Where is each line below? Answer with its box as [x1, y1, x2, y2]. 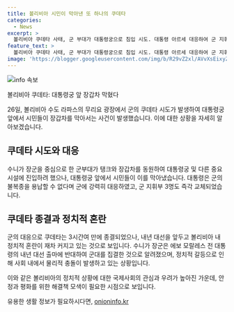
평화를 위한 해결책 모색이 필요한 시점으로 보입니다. [19, 283, 156, 291]
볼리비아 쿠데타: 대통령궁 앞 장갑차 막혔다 [7, 90, 119, 98]
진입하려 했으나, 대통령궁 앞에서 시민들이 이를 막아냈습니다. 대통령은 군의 [25, 173, 223, 182]
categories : [7, 17, 42, 24]
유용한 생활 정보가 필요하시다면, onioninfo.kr [7, 297, 129, 306]
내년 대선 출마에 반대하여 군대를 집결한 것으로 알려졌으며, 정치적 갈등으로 [19, 250, 217, 258]
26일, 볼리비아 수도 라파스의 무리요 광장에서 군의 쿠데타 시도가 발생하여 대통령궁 [7, 105, 225, 114]
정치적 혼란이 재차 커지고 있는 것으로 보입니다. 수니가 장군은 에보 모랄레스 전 [7, 242, 214, 250]
